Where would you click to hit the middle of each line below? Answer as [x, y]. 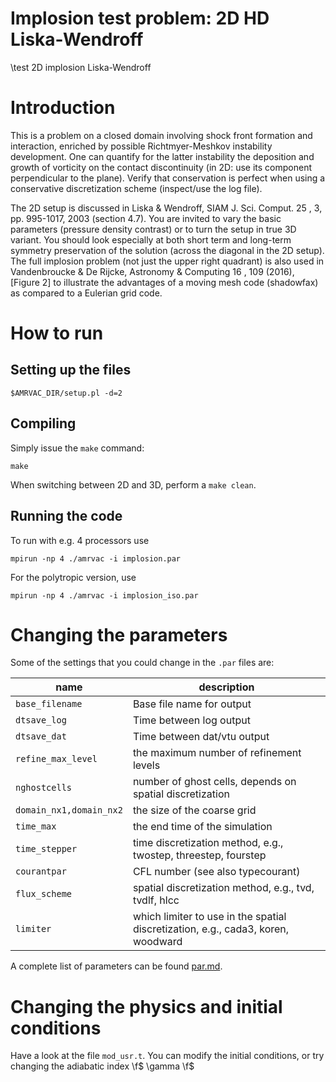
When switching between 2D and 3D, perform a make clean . [133, 484]
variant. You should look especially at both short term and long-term [151, 239]
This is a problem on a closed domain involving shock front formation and [161, 135]
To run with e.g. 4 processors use [80, 540]
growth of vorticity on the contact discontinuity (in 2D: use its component [161, 167]
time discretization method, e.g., [208, 843]
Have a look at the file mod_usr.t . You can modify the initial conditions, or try [167, 1056]
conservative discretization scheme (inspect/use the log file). [136, 188]
